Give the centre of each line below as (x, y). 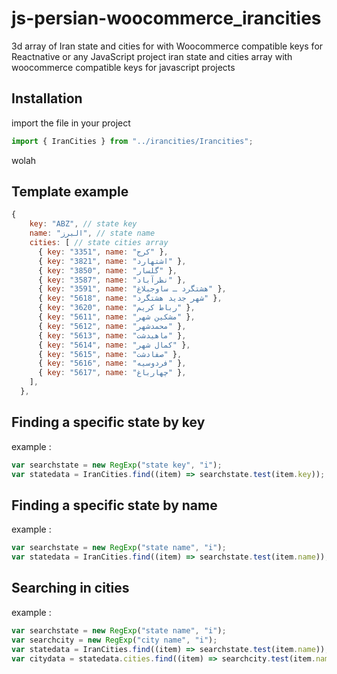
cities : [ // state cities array (99, 243)
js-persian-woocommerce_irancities (166, 18)
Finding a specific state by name (114, 505)
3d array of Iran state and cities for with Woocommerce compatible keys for (167, 46)
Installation (47, 98)
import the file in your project (71, 123)
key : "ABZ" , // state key (83, 224)
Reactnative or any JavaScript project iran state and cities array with (152, 56)
